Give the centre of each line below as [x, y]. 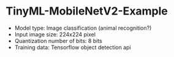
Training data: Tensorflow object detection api [73, 47]
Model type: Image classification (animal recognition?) [83, 28]
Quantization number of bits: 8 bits [58, 41]
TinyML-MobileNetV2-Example [87, 11]
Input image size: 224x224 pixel [55, 34]
